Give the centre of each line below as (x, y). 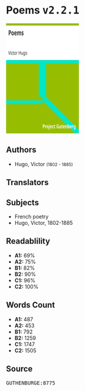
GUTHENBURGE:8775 (31, 383)
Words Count (31, 305)
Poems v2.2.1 (43, 10)
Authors (21, 150)
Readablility (28, 241)
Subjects (22, 202)
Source (20, 368)
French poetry (31, 216)
